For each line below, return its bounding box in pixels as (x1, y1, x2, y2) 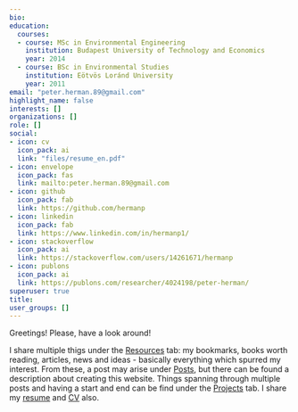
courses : (17, 29, 50, 38)
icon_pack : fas (17, 170, 74, 179)
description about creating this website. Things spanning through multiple (9, 374, 281, 384)
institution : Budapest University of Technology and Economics (25, 46, 266, 55)
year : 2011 (25, 79, 66, 88)
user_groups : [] (9, 303, 70, 312)
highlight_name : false (9, 95, 94, 105)
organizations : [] (9, 112, 78, 121)
